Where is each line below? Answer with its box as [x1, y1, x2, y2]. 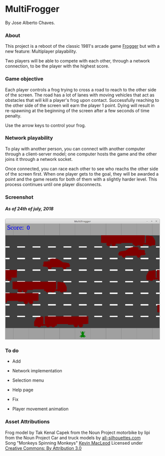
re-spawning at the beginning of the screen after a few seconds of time [5, 107, 150, 114]
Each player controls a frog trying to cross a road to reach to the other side [5, 87, 157, 92]
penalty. [5, 113, 22, 119]
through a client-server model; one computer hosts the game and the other [5, 151, 157, 157]
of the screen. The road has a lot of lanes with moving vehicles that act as [5, 92, 155, 98]
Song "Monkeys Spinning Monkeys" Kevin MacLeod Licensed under [5, 440, 143, 446]
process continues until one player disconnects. [5, 181, 102, 187]
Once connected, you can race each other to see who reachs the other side [5, 166, 159, 172]
